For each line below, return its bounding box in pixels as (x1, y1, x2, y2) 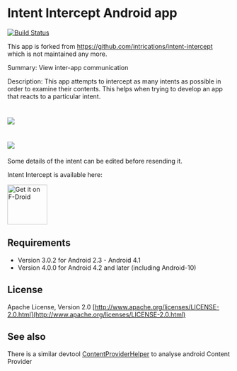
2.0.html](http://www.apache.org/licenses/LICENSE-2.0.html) (7, 310, 186, 319)
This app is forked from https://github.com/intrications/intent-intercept (7, 42, 214, 50)
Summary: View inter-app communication (7, 63, 129, 72)
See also (7, 331, 46, 343)
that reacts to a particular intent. (7, 92, 101, 101)
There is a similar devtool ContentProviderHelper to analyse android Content (7, 349, 230, 358)
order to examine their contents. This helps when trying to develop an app (7, 84, 223, 93)
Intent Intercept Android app (7, 5, 178, 21)
